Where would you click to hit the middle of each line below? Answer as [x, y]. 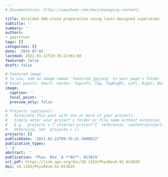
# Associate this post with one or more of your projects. [70, 116]
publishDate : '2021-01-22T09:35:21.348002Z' [52, 139]
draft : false [19, 65]
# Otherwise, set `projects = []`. [44, 130]
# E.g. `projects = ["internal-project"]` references [64, 125]
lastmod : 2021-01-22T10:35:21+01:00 [43, 56]
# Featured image [23, 74]
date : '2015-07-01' [25, 51]
